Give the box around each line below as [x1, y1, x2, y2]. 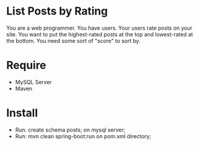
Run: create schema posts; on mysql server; [15, 126, 126, 133]
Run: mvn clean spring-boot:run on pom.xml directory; [15, 132, 152, 140]
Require [6, 59, 47, 72]
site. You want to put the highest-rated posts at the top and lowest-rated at [6, 30, 193, 38]
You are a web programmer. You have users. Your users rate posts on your [6, 24, 193, 32]
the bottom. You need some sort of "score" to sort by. [6, 37, 141, 44]
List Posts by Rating [6, 4, 108, 18]
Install [6, 106, 38, 120]
